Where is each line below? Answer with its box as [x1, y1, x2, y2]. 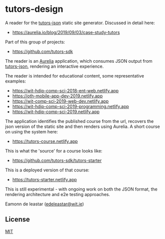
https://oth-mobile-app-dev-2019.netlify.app [12, 93, 103, 99]
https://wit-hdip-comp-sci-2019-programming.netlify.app [12, 103, 129, 109]
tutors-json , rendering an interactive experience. [5, 63, 104, 69]
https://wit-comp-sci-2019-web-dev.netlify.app [12, 98, 109, 104]
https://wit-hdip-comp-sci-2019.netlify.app [12, 109, 100, 115]
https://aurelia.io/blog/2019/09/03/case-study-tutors [12, 29, 120, 35]
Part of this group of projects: [5, 39, 65, 45]
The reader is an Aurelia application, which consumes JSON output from [5, 58, 153, 64]
